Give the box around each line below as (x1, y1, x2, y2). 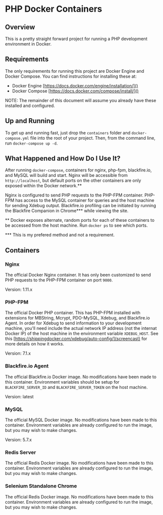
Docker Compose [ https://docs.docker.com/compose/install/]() (12, 88, 139, 94)
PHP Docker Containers (5, 3, 102, 15)
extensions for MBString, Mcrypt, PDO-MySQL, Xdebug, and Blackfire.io (5, 315, 150, 321)
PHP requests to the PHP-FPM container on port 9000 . (5, 277, 113, 283)
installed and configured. (5, 103, 55, 108)
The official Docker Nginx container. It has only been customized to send (5, 272, 151, 278)
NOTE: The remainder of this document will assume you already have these (5, 97, 157, 103)
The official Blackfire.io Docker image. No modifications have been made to (5, 374, 157, 380)
